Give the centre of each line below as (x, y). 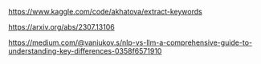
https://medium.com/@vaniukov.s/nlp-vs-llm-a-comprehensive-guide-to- (130, 42)
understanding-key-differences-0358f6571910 (85, 51)
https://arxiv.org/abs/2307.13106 (61, 27)
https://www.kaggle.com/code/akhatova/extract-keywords (105, 12)
